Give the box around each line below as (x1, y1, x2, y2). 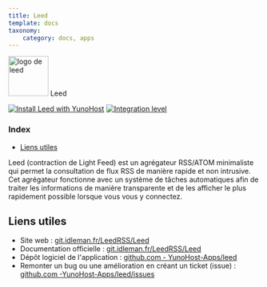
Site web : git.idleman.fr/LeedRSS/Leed (19, 236, 149, 246)
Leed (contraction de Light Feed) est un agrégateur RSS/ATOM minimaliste (8, 157, 254, 167)
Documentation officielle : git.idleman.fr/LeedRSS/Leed (19, 244, 201, 254)
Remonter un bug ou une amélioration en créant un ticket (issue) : (19, 261, 237, 271)
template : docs (8, 19, 59, 27)
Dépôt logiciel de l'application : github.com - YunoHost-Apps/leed (19, 253, 237, 262)
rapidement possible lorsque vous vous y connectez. (8, 191, 182, 201)
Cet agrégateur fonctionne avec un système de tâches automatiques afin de (8, 175, 259, 184)
